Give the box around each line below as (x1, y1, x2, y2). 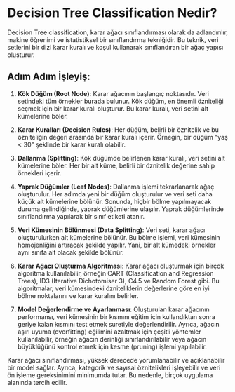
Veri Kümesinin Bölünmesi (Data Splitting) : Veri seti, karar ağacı (17, 226, 206, 234)
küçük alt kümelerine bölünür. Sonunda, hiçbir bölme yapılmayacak (17, 197, 212, 205)
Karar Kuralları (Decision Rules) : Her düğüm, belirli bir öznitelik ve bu (17, 125, 220, 134)
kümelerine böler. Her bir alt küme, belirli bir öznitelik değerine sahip (17, 161, 215, 170)
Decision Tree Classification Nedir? (7, 5, 217, 21)
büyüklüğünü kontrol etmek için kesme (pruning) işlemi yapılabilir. (17, 342, 207, 351)
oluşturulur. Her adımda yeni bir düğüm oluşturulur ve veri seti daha (17, 189, 213, 198)
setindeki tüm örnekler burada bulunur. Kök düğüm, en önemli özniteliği (17, 97, 224, 105)
